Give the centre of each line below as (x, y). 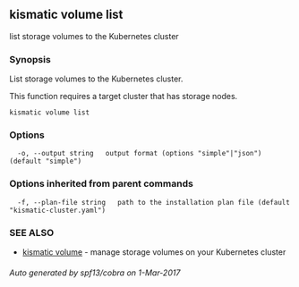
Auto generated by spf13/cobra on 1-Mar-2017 (95, 273)
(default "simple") (46, 161)
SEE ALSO (32, 232)
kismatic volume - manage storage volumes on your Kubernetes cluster (154, 252)
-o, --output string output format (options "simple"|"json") (140, 154)
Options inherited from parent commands (102, 184)
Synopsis (30, 59)
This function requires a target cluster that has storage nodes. (124, 97)
